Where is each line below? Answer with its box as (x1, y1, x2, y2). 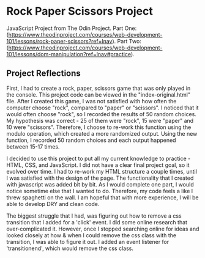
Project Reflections (6, 68, 81, 79)
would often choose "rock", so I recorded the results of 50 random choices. (6, 110, 197, 117)
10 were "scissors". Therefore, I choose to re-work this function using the (6, 123, 192, 131)
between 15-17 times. (6, 142, 60, 150)
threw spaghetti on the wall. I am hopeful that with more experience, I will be (6, 194, 199, 201)
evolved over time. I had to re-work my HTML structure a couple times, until (6, 168, 198, 175)
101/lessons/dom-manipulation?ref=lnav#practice (6, 50, 132, 57)
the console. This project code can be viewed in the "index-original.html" (6, 90, 191, 98)
